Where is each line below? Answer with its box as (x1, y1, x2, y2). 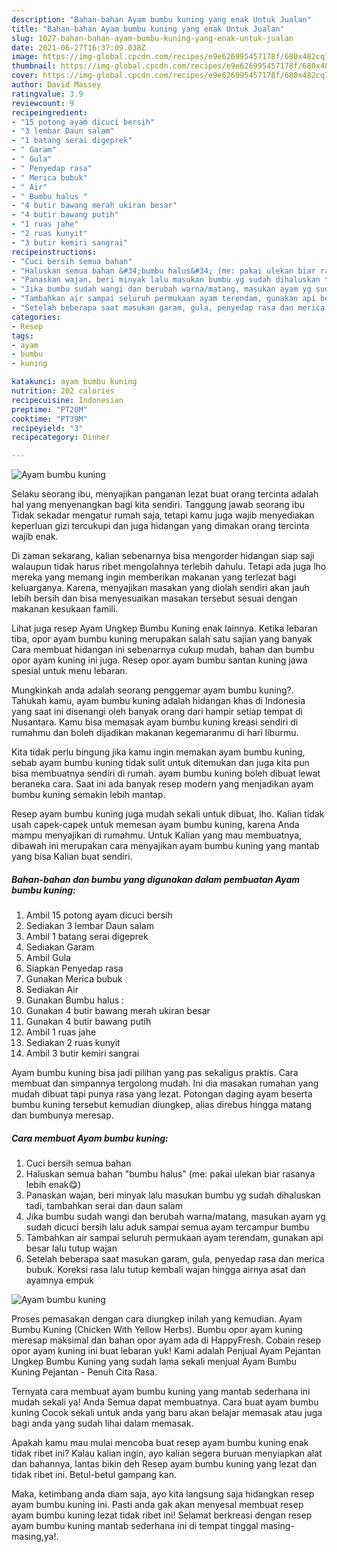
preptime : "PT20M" (11, 404, 88, 415)
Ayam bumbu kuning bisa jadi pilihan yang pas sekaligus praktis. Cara (11, 1067, 299, 1079)
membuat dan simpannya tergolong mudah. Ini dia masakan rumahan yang (11, 1077, 319, 1090)
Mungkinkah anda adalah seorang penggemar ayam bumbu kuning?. (11, 684, 294, 696)
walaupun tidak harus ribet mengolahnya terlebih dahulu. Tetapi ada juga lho (11, 561, 327, 573)
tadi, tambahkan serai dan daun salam (25, 1200, 183, 1212)
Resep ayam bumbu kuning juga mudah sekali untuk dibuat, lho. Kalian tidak (11, 808, 325, 820)
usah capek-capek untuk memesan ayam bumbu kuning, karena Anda (11, 819, 300, 831)
